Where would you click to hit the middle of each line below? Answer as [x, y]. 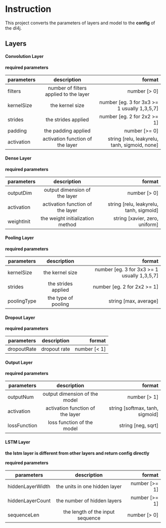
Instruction [28, 9]
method [67, 224]
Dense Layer [18, 158]
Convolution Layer [24, 56]
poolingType [22, 301]
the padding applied [67, 131]
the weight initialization [67, 218]
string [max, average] [133, 301]
